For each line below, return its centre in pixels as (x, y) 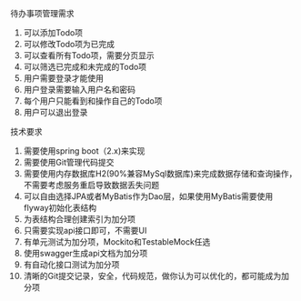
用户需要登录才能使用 (63, 78)
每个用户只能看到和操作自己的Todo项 (93, 101)
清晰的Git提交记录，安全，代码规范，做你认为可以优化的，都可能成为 (152, 276)
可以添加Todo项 (53, 33)
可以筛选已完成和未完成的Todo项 (85, 67)
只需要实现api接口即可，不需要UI (85, 231)
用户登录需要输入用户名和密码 (79, 90)
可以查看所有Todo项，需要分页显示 (89, 55)
